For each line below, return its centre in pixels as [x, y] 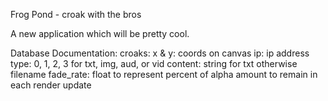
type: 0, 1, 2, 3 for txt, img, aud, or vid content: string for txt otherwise [154, 63]
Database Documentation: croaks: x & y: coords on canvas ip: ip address [160, 53]
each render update [51, 85]
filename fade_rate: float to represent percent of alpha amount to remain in [164, 74]
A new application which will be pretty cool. [100, 33]
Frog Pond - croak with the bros [76, 14]
